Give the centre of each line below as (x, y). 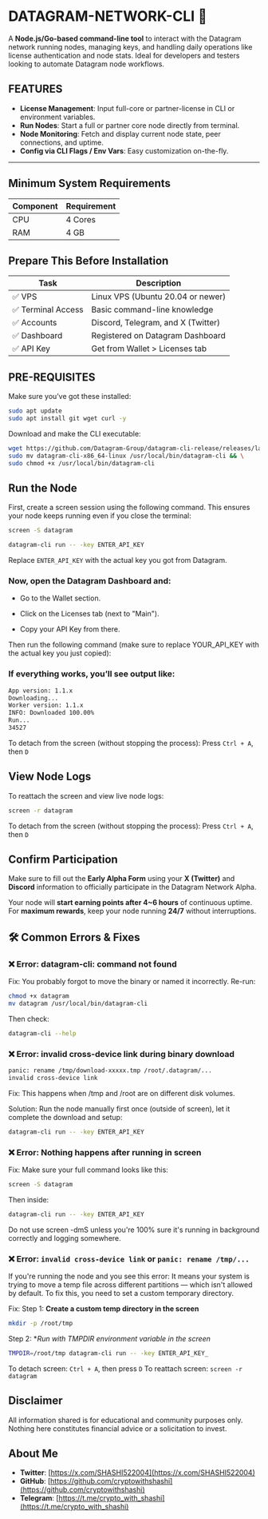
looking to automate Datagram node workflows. (87, 64)
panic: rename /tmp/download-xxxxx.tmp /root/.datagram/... (110, 1070)
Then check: (29, 1019)
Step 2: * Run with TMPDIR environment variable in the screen (110, 1338)
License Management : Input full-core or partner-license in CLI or (127, 108)
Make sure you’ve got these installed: (70, 397)
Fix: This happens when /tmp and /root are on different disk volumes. (122, 1093)
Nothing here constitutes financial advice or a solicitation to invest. (118, 1428)
